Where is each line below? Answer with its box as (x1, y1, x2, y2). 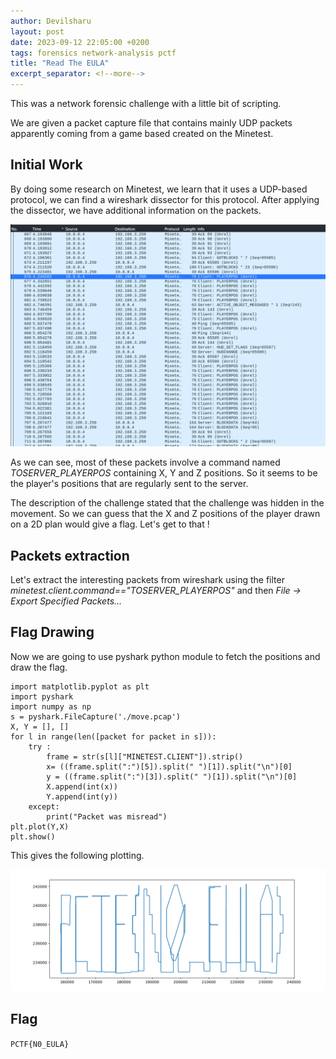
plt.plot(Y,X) (10, 821, 70, 832)
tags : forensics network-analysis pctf (10, 48, 177, 58)
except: (28, 801, 60, 812)
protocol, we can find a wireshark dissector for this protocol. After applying (10, 193, 320, 205)
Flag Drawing (10, 624, 95, 641)
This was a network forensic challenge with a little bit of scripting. (10, 98, 282, 109)
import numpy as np (10, 701, 92, 712)
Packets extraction (10, 547, 130, 564)
